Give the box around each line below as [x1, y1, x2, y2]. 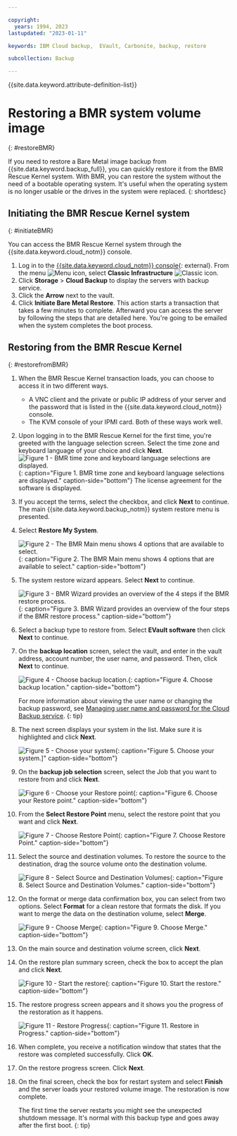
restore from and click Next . [18, 775, 101, 783]
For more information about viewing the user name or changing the [18, 696, 213, 705]
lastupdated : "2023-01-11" [8, 30, 87, 37]
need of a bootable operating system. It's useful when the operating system [8, 180, 228, 188]
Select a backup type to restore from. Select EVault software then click [18, 625, 226, 634]
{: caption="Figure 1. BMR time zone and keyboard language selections [18, 468, 224, 477]
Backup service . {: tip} [18, 711, 84, 720]
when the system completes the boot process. [18, 321, 153, 329]
